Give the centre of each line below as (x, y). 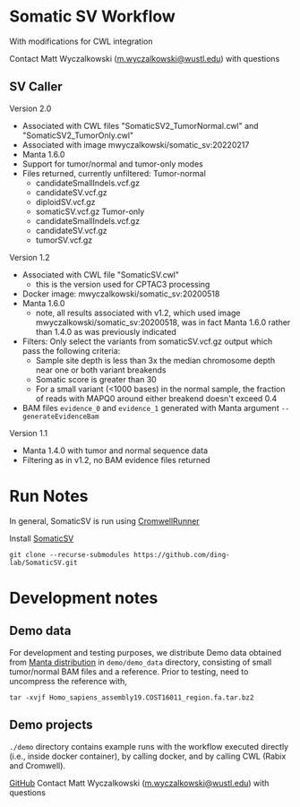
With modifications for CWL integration (81, 41)
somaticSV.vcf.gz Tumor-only (90, 211)
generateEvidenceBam (60, 416)
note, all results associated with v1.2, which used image (138, 313)
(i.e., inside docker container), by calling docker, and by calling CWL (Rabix (148, 756)
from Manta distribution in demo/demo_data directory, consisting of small (141, 662)
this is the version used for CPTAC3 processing (123, 284)
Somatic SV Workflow (93, 17)
